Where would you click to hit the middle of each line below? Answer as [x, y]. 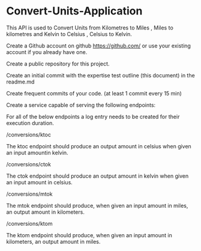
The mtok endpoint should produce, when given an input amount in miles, [97, 205]
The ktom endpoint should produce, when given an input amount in [89, 235]
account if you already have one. [47, 52]
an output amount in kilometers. [46, 212]
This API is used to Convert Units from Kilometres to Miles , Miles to [90, 28]
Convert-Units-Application [74, 11]
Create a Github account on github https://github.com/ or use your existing [98, 46]
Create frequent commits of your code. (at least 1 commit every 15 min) [94, 93]
